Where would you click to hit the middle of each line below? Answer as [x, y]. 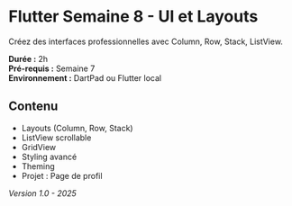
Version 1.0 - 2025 [43, 193]
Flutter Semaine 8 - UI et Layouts [133, 17]
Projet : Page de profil [62, 175]
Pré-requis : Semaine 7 [52, 68]
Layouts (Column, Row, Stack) [77, 128]
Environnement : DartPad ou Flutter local [85, 77]
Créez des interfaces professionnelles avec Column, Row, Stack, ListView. [146, 41]
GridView [39, 147]
